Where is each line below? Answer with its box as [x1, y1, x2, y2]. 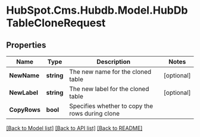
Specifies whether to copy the [69, 102, 154, 110]
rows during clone [69, 110, 120, 117]
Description [96, 58, 131, 66]
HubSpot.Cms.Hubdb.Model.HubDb [6, 4, 188, 17]
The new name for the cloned [69, 68, 152, 76]
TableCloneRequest [6, 16, 106, 30]
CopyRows [9, 105, 40, 114]
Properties [6, 40, 46, 50]
